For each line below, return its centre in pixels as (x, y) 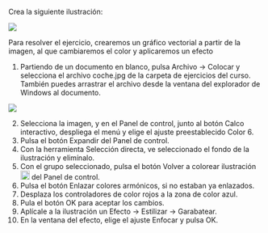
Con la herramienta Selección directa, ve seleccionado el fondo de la (135, 149)
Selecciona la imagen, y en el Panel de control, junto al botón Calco (132, 123)
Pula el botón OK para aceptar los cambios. (92, 203)
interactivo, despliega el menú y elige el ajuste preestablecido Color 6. (137, 132)
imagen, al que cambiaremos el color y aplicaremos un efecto (111, 51)
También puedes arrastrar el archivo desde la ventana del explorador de (140, 84)
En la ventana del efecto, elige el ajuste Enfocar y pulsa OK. (119, 220)
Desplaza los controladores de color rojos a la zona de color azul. (129, 194)
